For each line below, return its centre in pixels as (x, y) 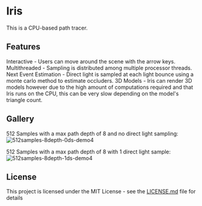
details (15, 198)
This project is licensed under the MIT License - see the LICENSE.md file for (101, 192)
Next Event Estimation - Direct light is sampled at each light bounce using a (100, 74)
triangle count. (24, 100)
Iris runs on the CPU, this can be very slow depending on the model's (93, 93)
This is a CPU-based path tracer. (47, 28)
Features (23, 47)
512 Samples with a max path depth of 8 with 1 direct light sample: (89, 152)
